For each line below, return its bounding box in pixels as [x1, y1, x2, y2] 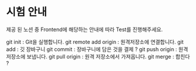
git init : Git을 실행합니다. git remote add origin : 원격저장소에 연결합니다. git [6, 38, 184, 45]
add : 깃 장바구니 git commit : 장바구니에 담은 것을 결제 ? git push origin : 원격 [6, 45, 188, 53]
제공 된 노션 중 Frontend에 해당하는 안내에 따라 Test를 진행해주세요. [6, 26, 163, 33]
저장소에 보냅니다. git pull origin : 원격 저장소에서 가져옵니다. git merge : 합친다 [6, 53, 191, 60]
